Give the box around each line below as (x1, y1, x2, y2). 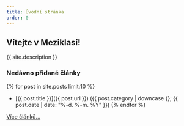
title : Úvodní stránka (6, 9, 64, 15)
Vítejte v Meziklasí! (6, 37, 81, 48)
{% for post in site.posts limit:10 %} (6, 83, 95, 90)
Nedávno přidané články (6, 69, 81, 77)
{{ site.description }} (6, 53, 58, 61)
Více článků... (6, 113, 41, 120)
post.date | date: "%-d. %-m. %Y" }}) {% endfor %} (15, 101, 146, 108)
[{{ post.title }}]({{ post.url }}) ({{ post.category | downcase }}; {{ (15, 94, 178, 102)
